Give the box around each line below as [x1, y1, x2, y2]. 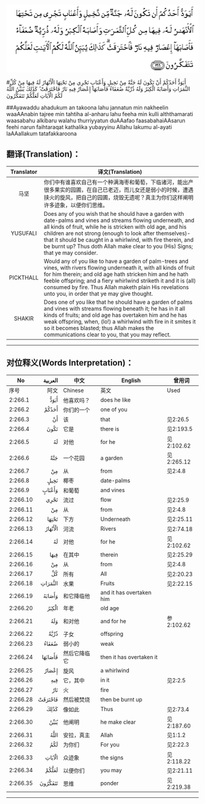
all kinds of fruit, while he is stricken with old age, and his [43, 223, 187, 231]
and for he [100, 617, 126, 625]
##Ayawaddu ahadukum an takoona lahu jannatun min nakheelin [6, 103, 169, 111]
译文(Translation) [97, 168, 142, 175]
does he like [100, 396, 131, 404]
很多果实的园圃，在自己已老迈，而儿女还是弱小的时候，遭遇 [43, 186, 194, 193]
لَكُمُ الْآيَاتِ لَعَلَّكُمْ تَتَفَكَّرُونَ [6, 92, 63, 99]
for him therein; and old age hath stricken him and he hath [43, 271, 189, 278]
